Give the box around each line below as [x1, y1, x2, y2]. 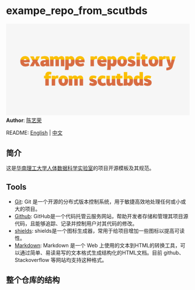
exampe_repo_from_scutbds [6, 4, 148, 18]
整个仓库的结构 [6, 275, 60, 285]
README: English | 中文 [6, 130, 63, 137]
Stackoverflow [14, 257, 50, 264]
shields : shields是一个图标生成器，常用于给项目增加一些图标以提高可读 [14, 228, 185, 235]
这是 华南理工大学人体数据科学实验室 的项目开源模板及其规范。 [6, 165, 155, 172]
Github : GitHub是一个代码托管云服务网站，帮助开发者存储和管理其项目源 [14, 213, 189, 220]
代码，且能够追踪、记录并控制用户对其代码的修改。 [14, 220, 138, 227]
